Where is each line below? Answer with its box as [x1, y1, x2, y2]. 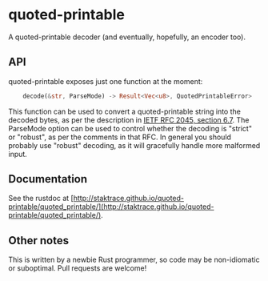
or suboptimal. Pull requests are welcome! [8, 263, 147, 273]
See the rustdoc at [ [8, 194, 74, 203]
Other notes [8, 234, 70, 247]
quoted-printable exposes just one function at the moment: [8, 76, 203, 86]
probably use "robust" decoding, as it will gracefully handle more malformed [8, 140, 261, 150]
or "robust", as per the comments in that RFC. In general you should [8, 132, 232, 142]
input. [8, 149, 28, 159]
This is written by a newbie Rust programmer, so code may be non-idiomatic [8, 255, 260, 265]
